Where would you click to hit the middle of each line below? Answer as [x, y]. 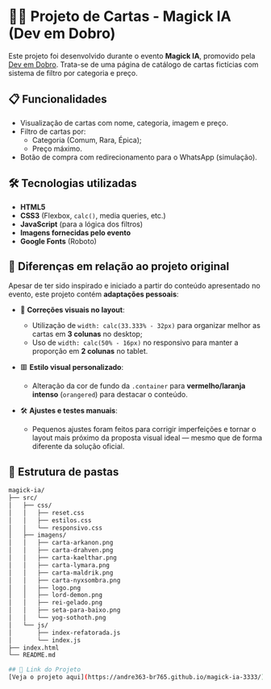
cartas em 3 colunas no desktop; [87, 334]
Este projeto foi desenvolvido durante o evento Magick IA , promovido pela [132, 56]
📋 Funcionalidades [58, 100]
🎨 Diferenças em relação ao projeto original [119, 266]
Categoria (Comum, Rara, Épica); [87, 139]
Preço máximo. [57, 148]
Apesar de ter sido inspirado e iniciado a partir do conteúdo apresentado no [134, 286]
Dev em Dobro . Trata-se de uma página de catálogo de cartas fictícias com [133, 64]
